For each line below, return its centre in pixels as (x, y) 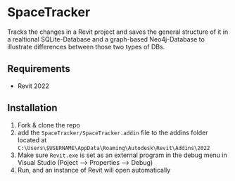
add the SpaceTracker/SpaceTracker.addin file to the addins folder (113, 132)
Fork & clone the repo (49, 125)
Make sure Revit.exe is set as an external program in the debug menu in (122, 155)
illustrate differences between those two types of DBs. (86, 46)
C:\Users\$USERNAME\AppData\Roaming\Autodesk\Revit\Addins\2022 (114, 148)
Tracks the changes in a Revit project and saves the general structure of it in (118, 32)
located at (32, 140)
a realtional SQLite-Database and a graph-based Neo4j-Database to (106, 39)
